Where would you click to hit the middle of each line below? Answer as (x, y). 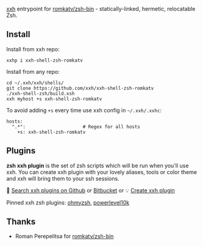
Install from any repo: (33, 71)
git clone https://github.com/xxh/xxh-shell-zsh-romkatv (80, 88)
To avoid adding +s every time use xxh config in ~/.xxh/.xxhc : (84, 110)
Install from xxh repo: (33, 49)
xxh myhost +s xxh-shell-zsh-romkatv (54, 99)
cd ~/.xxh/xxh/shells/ (35, 83)
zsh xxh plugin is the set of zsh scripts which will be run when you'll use (98, 165)
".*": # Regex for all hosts (76, 127)
